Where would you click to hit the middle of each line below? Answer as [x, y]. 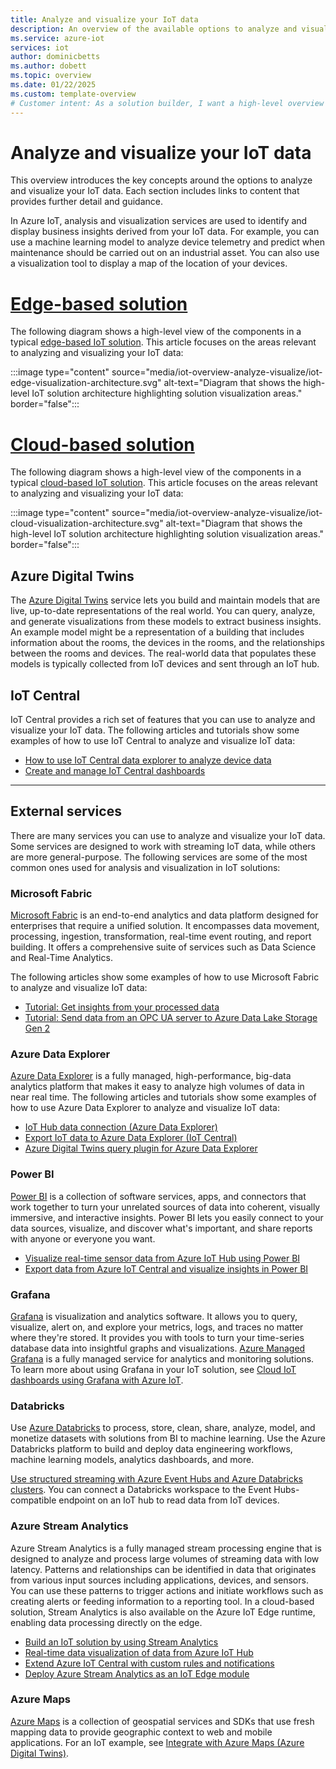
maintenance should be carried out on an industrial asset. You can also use [165, 253]
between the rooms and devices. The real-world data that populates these [163, 653]
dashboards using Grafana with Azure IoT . [97, 1380]
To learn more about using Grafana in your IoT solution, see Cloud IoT [153, 1369]
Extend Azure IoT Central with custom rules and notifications [149, 1663]
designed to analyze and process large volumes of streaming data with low [165, 1558]
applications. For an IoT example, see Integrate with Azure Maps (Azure [157, 1742]
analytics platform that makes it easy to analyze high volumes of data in [157, 1087]
